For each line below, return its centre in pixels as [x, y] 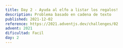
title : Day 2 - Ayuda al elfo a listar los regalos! [62, 10]
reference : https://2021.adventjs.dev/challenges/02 [62, 24]
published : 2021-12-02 [29, 19]
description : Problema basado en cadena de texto [58, 14]
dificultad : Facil [24, 33]
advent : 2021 [19, 28]
